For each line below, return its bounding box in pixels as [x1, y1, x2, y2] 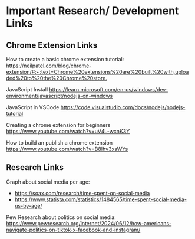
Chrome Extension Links [6, 40, 98, 50]
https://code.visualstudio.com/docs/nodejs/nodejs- [60, 104, 186, 110]
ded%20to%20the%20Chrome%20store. [6, 75, 107, 81]
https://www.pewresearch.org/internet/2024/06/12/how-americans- [6, 220, 172, 227]
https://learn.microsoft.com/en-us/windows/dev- [49, 86, 168, 93]
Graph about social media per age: [6, 178, 90, 185]
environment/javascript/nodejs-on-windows [6, 93, 113, 99]
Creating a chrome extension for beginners [6, 122, 111, 128]
